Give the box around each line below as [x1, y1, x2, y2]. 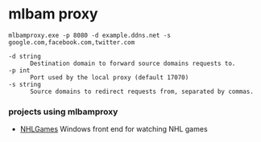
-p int [8, 66, 31, 75]
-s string [8, 80, 42, 88]
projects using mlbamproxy [8, 106, 118, 117]
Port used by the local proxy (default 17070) [29, 73, 189, 81]
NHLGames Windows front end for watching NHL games [19, 124, 208, 134]
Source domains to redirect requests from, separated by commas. [29, 87, 254, 95]
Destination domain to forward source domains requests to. [29, 59, 236, 67]
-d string [8, 52, 42, 60]
